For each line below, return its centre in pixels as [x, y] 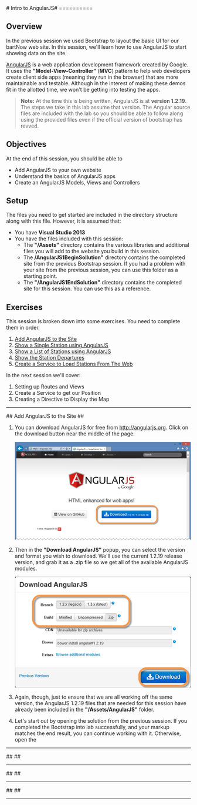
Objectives [26, 144]
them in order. [23, 328]
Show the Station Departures [50, 358]
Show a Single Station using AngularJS [61, 346]
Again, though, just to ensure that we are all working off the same [94, 697]
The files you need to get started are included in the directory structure [92, 215]
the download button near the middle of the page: [74, 434]
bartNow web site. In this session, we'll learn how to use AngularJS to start [96, 47]
